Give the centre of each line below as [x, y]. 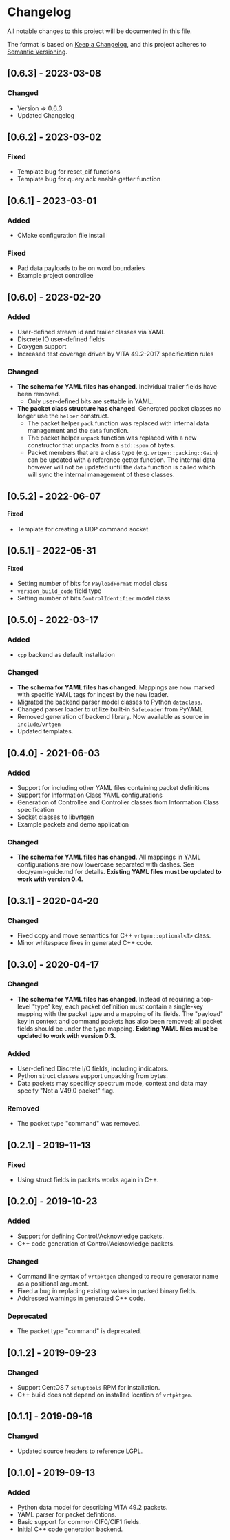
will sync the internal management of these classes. [101, 475]
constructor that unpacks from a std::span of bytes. [101, 445]
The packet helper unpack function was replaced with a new [112, 438]
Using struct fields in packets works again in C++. [88, 1180]
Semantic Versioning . [37, 52]
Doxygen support [42, 346]
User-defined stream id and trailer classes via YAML [91, 332]
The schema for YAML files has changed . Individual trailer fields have [117, 387]
